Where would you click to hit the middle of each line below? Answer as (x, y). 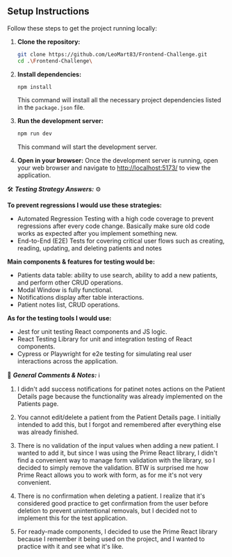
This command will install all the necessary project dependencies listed (119, 100)
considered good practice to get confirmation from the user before (113, 503)
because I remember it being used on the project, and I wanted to (111, 539)
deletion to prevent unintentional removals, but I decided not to (107, 511)
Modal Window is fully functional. (65, 290)
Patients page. (38, 404)
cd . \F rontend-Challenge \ (55, 61)
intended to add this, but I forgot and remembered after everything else (119, 425)
